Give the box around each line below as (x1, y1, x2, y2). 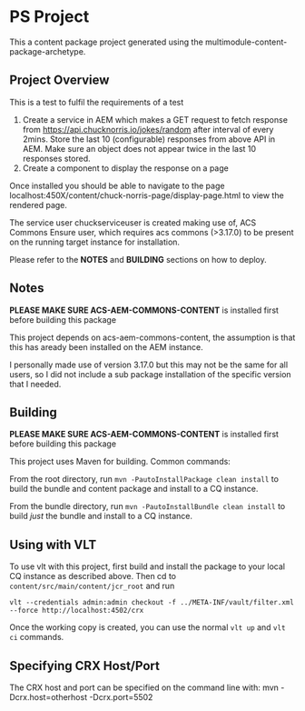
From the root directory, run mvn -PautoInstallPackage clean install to (9, 474, 280, 485)
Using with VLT (9, 536, 97, 552)
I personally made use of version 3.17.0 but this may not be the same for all (9, 359, 289, 370)
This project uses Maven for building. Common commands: (9, 456, 231, 467)
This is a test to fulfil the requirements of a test (9, 96, 184, 107)
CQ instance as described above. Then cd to (9, 571, 177, 582)
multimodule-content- (205, 36, 288, 47)
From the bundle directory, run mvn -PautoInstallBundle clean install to (9, 501, 286, 512)
